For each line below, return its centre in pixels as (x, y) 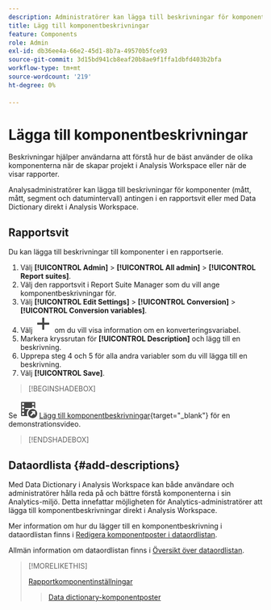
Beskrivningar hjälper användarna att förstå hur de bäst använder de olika (131, 157)
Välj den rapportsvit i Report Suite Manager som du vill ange (120, 285)
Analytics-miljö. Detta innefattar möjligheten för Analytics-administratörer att (135, 502)
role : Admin (28, 43)
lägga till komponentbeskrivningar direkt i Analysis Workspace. (113, 511)
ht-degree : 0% (32, 85)
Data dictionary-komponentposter (104, 597)
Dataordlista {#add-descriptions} (94, 465)
